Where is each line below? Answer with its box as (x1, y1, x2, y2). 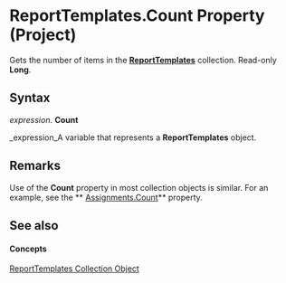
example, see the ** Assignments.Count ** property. (9, 192, 204, 203)
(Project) (9, 24, 77, 45)
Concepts (9, 243, 47, 254)
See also (9, 218, 59, 233)
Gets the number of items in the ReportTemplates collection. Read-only (9, 54, 278, 65)
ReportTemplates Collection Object (9, 263, 140, 274)
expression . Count (9, 114, 79, 125)
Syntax (9, 90, 51, 106)
